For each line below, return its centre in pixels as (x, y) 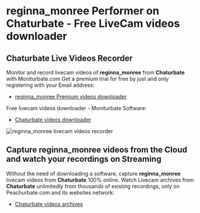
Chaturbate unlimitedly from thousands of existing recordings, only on (93, 186)
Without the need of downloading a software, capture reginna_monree (93, 173)
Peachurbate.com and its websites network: (60, 192)
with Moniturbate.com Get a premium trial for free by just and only (87, 79)
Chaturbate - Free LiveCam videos (93, 24)
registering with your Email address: (50, 85)
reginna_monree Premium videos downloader (71, 97)
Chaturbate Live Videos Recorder (70, 58)
